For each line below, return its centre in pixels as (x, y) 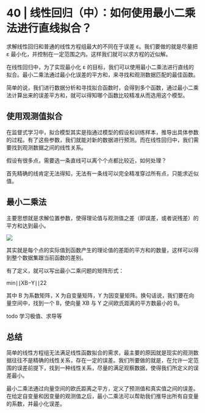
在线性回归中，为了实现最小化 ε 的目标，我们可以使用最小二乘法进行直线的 (100, 67)
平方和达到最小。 (28, 225)
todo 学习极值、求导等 (34, 316)
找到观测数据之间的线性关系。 (49, 147)
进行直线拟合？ (55, 28)
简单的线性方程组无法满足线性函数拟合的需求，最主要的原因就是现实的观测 (100, 353)
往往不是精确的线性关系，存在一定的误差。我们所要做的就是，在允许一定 (102, 361)
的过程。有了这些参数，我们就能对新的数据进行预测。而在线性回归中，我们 (100, 140)
